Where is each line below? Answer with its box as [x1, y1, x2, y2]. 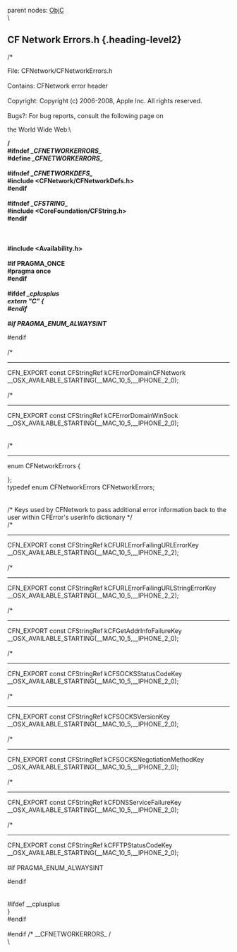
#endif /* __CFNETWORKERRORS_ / [7, 929, 111, 938]
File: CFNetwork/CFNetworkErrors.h [7, 66, 113, 75]
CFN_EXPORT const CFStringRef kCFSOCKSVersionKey [7, 712, 171, 721]
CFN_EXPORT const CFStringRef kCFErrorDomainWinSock [7, 411, 178, 419]
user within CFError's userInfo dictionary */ [7, 513, 133, 521]
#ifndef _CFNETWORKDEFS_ [7, 169, 93, 178]
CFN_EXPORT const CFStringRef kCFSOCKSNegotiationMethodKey [7, 755, 205, 763]
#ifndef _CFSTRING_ [7, 199, 68, 207]
